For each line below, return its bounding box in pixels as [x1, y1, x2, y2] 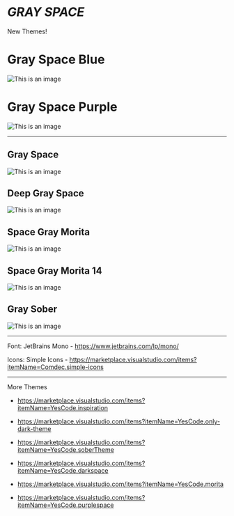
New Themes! [7, 27, 47, 36]
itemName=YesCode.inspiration [17, 403, 108, 412]
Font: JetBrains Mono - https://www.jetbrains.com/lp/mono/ [7, 342, 179, 350]
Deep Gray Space [7, 187, 85, 199]
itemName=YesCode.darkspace [17, 466, 109, 474]
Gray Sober [7, 304, 58, 315]
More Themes [7, 382, 47, 391]
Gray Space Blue [7, 52, 105, 68]
